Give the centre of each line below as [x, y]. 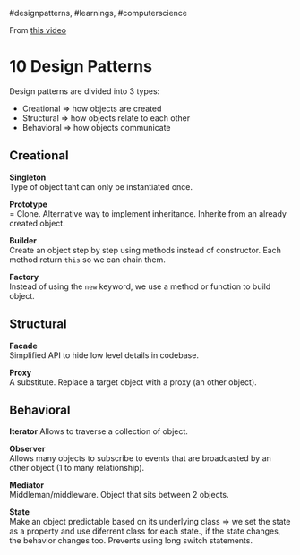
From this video [38, 30]
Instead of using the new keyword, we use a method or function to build [140, 286]
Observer [27, 449]
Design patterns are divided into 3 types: [85, 91]
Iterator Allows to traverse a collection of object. [99, 431]
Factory [24, 277]
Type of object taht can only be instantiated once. [101, 186]
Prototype [28, 204]
